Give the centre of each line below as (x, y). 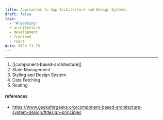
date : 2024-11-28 (23, 46)
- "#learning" (24, 23)
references (16, 96)
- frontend (20, 37)
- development (24, 32)
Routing (20, 85)
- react (17, 41)
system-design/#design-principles (47, 112)
